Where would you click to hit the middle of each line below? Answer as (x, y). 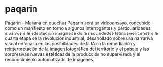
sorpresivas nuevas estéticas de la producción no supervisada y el (73, 54)
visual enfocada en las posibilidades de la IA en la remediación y (71, 43)
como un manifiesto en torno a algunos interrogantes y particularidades (78, 28)
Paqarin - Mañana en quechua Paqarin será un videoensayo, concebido (78, 23)
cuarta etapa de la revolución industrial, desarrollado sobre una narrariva (79, 38)
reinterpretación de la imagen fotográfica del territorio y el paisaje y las (77, 49)
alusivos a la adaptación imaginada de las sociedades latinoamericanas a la (82, 33)
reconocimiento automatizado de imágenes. (50, 59)
